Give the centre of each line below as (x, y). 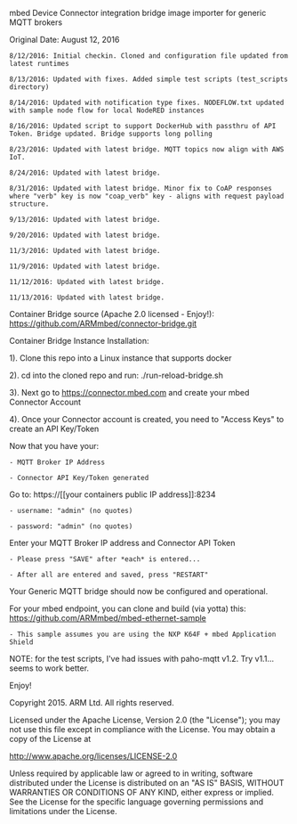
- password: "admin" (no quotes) (71, 526)
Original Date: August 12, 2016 (64, 40)
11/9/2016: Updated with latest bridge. (85, 266)
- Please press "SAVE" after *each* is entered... (105, 559)
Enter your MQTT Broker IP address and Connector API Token (122, 543)
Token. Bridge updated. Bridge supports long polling (111, 134)
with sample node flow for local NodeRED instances (107, 110)
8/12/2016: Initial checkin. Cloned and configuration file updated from (149, 56)
